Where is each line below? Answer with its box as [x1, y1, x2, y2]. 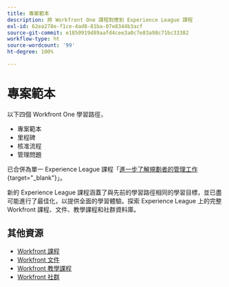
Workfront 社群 [17, 273, 60, 281]
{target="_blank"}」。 [7, 173, 67, 182]
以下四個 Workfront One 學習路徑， [7, 110, 107, 118]
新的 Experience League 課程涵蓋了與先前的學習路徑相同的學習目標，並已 [7, 188, 217, 196]
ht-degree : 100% [7, 49, 54, 56]
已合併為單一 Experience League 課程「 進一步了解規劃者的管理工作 [7, 165, 198, 173]
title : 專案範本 [7, 10, 50, 17]
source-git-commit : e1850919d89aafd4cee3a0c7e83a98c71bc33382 [7, 29, 189, 36]
